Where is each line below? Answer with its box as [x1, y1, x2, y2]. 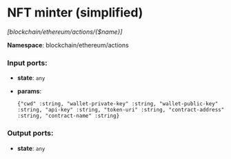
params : [17, 87, 42, 96]
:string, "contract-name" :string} [17, 112, 120, 120]
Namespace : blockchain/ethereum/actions [7, 41, 129, 49]
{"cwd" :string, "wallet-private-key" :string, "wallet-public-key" [17, 100, 219, 107]
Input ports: [7, 58, 48, 67]
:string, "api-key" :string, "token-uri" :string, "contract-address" [17, 107, 225, 114]
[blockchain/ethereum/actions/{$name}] [7, 28, 123, 36]
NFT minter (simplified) [7, 5, 143, 21]
